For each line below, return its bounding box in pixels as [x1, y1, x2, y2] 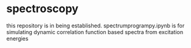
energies [6, 35, 29, 42]
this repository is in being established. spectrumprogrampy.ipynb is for [6, 22, 185, 29]
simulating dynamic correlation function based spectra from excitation [6, 28, 184, 35]
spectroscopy [6, 2, 78, 16]
